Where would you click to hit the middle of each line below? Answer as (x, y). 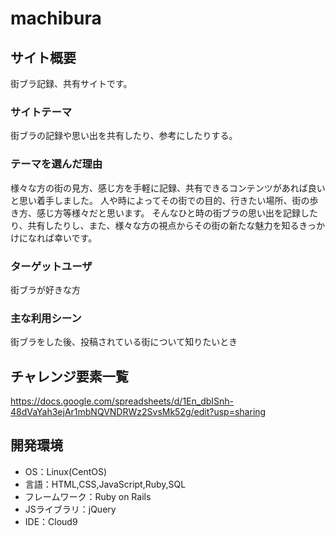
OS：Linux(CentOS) (66, 471)
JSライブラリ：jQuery (70, 509)
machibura (56, 18)
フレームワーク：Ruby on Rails (88, 496)
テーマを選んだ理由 (56, 164)
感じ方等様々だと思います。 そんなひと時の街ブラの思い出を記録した (177, 213)
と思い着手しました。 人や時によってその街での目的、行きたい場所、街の (160, 200)
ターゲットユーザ (51, 266)
